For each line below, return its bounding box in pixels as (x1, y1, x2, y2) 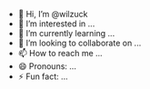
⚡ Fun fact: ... (17, 71, 68, 82)
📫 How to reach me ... (17, 48, 103, 58)
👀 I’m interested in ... (17, 18, 95, 29)
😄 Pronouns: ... (17, 61, 77, 72)
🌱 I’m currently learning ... (17, 28, 115, 38)
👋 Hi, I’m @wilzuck (17, 9, 88, 19)
